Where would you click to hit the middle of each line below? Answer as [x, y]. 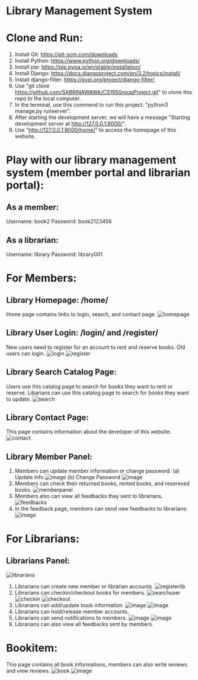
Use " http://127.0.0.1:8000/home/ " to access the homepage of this [95, 130]
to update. [19, 399]
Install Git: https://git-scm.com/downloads [66, 54]
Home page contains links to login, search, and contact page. [81, 314]
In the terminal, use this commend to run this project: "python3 [91, 105]
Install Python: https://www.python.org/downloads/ [77, 61]
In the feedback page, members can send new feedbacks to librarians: [101, 509]
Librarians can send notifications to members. [71, 618]
